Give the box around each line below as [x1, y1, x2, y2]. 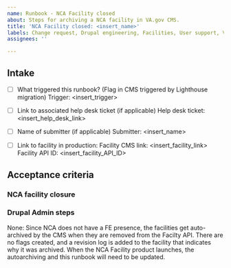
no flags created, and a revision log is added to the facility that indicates [7, 238, 212, 246]
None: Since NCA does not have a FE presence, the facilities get [7, 223, 189, 232]
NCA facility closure [7, 190, 76, 199]
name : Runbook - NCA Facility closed [7, 10, 115, 17]
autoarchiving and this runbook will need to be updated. [7, 252, 166, 261]
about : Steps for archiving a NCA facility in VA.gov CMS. [7, 16, 180, 23]
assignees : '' [7, 36, 48, 43]
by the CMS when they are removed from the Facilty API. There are [33, 231, 223, 239]
